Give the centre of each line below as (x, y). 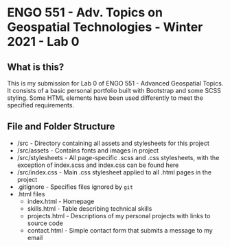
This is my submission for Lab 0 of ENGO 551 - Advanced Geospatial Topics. (115, 83)
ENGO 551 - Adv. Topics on (85, 13)
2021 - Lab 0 (43, 42)
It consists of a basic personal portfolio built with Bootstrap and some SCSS (114, 91)
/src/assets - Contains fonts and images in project (88, 150)
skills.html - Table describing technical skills (90, 208)
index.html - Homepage (61, 201)
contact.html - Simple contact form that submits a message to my (120, 230)
